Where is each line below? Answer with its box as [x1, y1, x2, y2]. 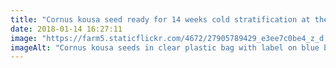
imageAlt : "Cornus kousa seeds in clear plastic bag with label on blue [10, 42, 320, 53]
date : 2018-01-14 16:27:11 [10, 24, 123, 34]
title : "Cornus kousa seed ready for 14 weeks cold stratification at [10, 14, 311, 25]
